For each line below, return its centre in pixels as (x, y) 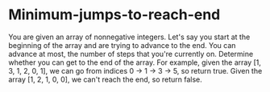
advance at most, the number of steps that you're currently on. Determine (131, 54)
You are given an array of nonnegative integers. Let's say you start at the (129, 37)
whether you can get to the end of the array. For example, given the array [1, (135, 62)
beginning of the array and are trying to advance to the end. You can (122, 45)
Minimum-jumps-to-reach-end (114, 15)
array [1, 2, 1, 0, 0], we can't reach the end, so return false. (106, 79)
